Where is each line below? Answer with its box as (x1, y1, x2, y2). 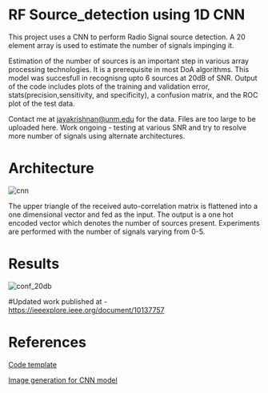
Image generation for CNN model (8, 375, 118, 385)
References (8, 334, 86, 351)
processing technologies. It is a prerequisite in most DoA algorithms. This (8, 64, 250, 74)
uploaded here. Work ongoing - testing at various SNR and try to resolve (8, 122, 246, 132)
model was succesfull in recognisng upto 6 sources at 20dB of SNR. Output (8, 73, 258, 82)
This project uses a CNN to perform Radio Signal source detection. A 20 (8, 32, 246, 42)
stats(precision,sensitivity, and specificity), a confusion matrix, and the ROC (8, 90, 258, 99)
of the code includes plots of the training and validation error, (8, 82, 210, 91)
